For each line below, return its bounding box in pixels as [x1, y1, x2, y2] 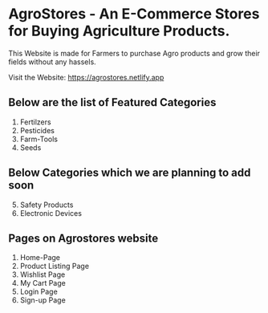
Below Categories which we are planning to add [8, 166, 251, 180]
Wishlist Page [19, 270, 66, 279]
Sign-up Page [19, 295, 66, 305]
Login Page [19, 287, 58, 297]
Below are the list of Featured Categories [8, 96, 217, 109]
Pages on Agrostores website [8, 231, 159, 245]
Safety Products [19, 200, 74, 209]
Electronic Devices [19, 208, 83, 217]
